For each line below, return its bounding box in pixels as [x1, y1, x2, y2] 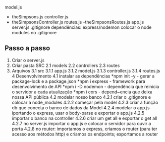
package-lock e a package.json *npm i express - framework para [11, 78, 146, 84]
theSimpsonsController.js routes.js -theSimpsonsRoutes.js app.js [11, 19, 144, 25]
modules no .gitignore [11, 30, 57, 35]
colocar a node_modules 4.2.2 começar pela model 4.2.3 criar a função [11, 99, 159, 105]
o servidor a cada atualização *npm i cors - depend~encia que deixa [11, 89, 153, 95]
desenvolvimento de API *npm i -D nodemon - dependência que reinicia [11, 83, 160, 89]
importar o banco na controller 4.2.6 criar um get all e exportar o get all [11, 115, 157, 121]
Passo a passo [4, 44, 51, 53]
